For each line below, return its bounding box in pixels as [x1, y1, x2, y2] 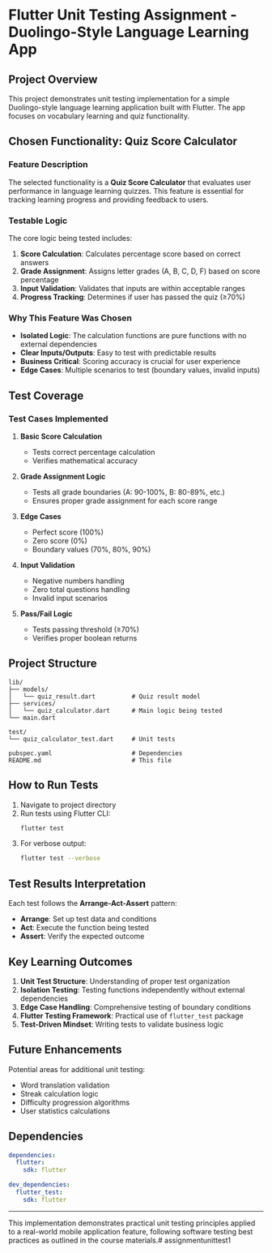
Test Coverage [8, 388, 84, 402]
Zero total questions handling [32, 584, 130, 594]
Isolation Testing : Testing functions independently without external [19, 985, 245, 994]
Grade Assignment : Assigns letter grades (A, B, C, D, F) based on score [19, 266, 261, 276]
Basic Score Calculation [19, 431, 103, 441]
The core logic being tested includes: [8, 233, 133, 242]
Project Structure [8, 657, 97, 671]
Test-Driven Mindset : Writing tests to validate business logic [19, 1019, 224, 1029]
